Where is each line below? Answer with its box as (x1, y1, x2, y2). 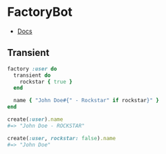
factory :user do (7, 65, 57, 73)
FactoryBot (7, 4, 73, 20)
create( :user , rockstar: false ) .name (7, 135, 116, 142)
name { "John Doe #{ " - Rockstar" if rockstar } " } (13, 97, 159, 104)
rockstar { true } (19, 78, 73, 85)
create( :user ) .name (7, 116, 64, 123)
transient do (13, 72, 51, 79)
